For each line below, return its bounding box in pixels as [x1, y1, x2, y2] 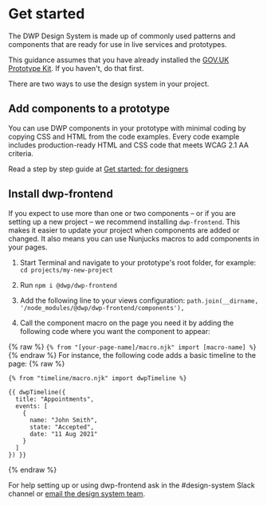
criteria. [8, 148, 34, 158]
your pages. [8, 242, 48, 252]
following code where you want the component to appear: [19, 326, 210, 335]
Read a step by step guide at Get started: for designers [8, 164, 189, 174]
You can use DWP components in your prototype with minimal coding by [8, 123, 246, 132]
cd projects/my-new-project [19, 266, 113, 274]
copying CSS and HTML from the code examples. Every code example [8, 131, 240, 141]
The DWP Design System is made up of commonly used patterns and [8, 31, 236, 41]
